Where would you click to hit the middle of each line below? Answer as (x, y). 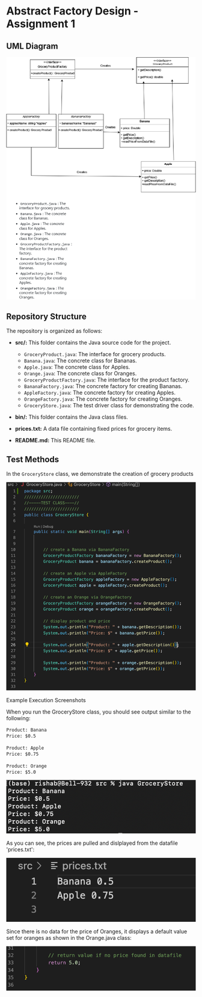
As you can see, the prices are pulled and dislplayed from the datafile (92, 843)
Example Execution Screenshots (46, 700)
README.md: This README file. (55, 440)
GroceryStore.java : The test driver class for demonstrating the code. (109, 406)
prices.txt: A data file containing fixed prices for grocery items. (93, 429)
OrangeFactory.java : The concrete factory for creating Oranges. (103, 399)
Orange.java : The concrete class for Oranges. (80, 374)
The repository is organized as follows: (54, 331)
